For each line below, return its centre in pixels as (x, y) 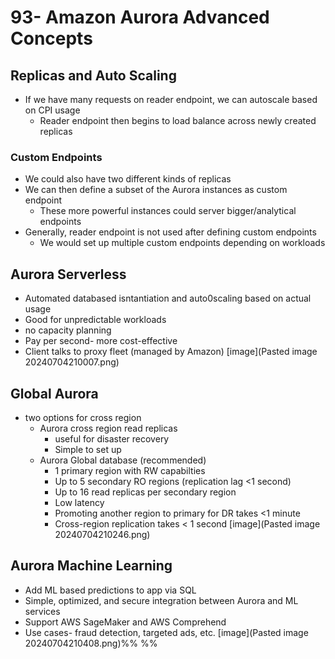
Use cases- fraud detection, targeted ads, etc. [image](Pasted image (166, 632)
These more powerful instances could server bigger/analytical (168, 211)
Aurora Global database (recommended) (123, 460)
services (42, 611)
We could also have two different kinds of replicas (128, 179)
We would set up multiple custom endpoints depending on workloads (182, 243)
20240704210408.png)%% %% (91, 643)
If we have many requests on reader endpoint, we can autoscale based (171, 99)
